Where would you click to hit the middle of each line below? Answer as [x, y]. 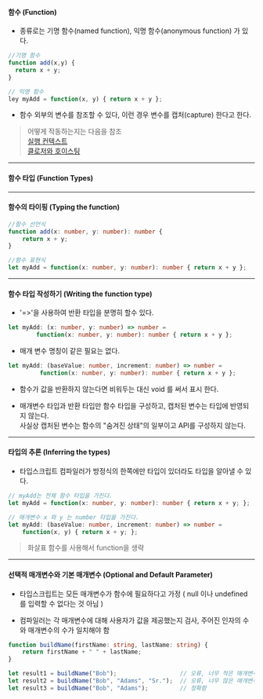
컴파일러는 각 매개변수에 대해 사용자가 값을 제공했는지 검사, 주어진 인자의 [130, 620]
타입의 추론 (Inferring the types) [59, 452]
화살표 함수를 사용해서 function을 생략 [86, 548]
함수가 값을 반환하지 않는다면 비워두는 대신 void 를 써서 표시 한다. [119, 389]
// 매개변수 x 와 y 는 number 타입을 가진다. [74, 517]
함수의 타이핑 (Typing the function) [64, 207]
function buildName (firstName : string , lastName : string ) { [108, 645]
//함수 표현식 [27, 260]
